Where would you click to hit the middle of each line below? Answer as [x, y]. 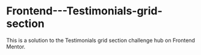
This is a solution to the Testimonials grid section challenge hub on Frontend [101, 40]
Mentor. [16, 47]
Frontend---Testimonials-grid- [84, 11]
